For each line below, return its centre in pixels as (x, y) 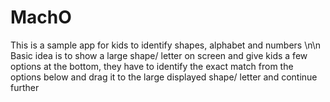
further (25, 87)
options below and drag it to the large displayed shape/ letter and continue (164, 77)
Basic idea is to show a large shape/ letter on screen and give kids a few (159, 55)
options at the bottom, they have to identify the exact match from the (152, 66)
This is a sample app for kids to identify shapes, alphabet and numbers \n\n (166, 45)
